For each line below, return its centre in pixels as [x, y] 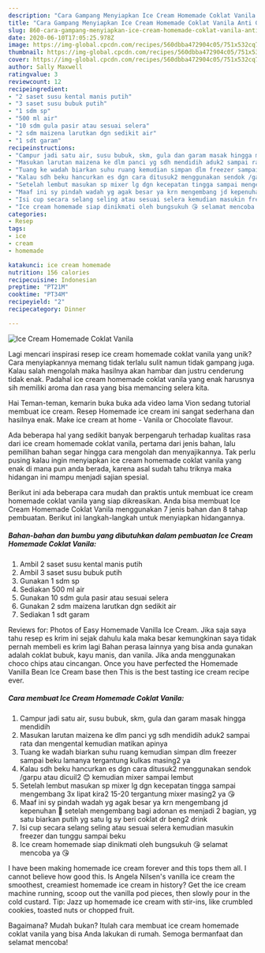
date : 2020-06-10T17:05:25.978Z [61, 38]
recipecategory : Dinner [47, 309]
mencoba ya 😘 [44, 853]
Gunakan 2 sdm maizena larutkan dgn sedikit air [98, 606]
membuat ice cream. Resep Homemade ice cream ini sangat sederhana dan [131, 411]
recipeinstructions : [42, 148]
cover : [19, 60]
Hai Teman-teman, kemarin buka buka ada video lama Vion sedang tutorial [129, 403]
